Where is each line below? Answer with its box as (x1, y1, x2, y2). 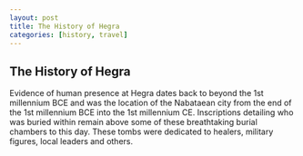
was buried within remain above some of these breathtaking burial (9, 117, 258, 128)
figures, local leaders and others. (9, 136, 134, 147)
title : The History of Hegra (9, 22, 120, 31)
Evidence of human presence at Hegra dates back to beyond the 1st (9, 88, 264, 99)
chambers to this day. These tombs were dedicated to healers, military (9, 126, 274, 137)
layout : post (9, 13, 59, 23)
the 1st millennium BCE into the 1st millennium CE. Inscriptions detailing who (9, 107, 294, 118)
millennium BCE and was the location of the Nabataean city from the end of (9, 97, 293, 109)
